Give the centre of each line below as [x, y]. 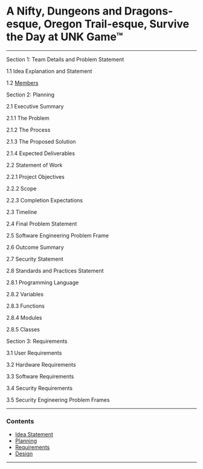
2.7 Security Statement [35, 259]
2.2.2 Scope [21, 188]
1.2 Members [22, 82]
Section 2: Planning [31, 95]
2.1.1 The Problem [28, 118]
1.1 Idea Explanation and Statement [49, 71]
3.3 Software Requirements [40, 376]
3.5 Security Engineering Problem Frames [58, 400]
